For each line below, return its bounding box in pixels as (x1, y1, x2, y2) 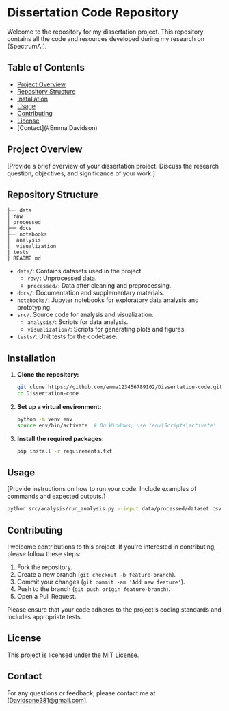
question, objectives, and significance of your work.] (7, 169, 156, 177)
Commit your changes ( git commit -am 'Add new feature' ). (16, 577, 186, 586)
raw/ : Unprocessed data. (27, 274, 97, 282)
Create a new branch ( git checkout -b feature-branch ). (16, 571, 176, 579)
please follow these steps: (7, 550, 81, 558)
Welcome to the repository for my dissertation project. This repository (7, 27, 204, 36)
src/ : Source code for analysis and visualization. (16, 310, 154, 319)
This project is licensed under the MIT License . (7, 651, 139, 659)
